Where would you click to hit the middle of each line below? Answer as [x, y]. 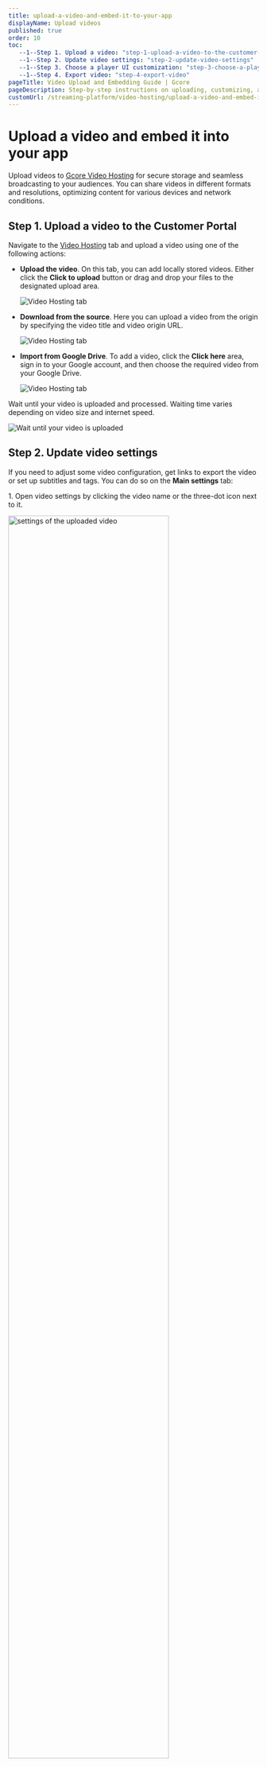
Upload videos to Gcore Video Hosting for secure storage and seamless [126, 175]
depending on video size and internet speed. [81, 412]
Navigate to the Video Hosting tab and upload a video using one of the [124, 245]
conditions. [27, 201]
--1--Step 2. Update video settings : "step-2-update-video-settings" [136, 61]
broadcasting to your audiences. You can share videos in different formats [130, 184]
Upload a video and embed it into [119, 137]
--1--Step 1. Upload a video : [69, 53]
